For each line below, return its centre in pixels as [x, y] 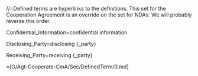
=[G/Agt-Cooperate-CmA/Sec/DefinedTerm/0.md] [67, 67]
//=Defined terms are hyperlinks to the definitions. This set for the [86, 9]
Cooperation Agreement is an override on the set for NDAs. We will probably [99, 15]
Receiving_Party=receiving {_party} [49, 55]
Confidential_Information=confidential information [67, 32]
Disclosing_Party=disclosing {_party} [51, 44]
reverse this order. [28, 21]
